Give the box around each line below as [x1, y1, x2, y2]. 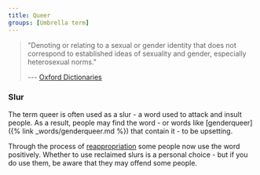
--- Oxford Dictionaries [27, 72, 102, 82]
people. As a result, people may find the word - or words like [8, 118, 204, 127]
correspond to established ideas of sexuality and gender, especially [27, 49, 247, 58]
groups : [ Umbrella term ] [8, 19, 90, 27]
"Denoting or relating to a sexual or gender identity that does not [27, 40, 237, 49]
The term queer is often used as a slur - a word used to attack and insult [8, 109, 242, 118]
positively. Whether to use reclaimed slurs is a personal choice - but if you [8, 150, 249, 159]
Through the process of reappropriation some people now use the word [8, 141, 240, 151]
